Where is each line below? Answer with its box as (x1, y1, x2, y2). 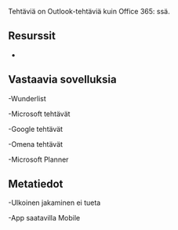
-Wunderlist (8, 93, 47, 103)
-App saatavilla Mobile (8, 214, 81, 223)
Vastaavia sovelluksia (8, 73, 117, 86)
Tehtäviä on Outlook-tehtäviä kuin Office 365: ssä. (8, 7, 170, 16)
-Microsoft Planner (8, 155, 69, 164)
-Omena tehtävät (8, 139, 64, 148)
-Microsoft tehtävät (8, 109, 71, 119)
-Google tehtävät (8, 124, 64, 133)
